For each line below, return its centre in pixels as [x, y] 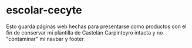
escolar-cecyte [44, 10]
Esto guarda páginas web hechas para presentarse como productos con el [96, 26]
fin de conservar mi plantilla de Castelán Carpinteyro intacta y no [85, 32]
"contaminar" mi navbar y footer [45, 39]
